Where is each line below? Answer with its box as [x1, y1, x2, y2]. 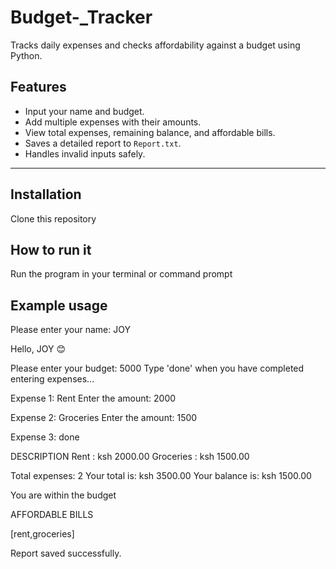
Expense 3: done [10, 431, 80, 443]
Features [10, 79, 67, 96]
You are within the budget [10, 489, 117, 501]
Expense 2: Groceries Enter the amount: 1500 [10, 412, 198, 424]
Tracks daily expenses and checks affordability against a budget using [10, 39, 301, 51]
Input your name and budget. [24, 105, 145, 117]
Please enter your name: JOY [10, 324, 131, 336]
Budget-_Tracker [10, 6, 153, 29]
